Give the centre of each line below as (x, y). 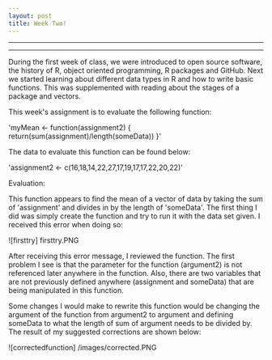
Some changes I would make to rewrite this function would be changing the (134, 306)
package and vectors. (45, 96)
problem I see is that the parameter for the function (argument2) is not (125, 265)
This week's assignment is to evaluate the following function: (110, 112)
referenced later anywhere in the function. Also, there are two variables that (135, 273)
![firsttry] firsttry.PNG (44, 240)
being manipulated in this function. (66, 290)
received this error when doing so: (66, 224)
